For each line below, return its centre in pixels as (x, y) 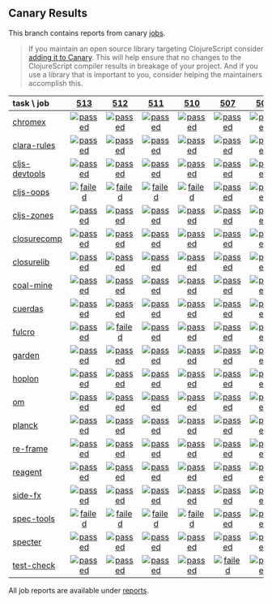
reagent (28, 472)
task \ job (31, 103)
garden (26, 355)
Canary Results (48, 13)
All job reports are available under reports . (79, 590)
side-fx (27, 495)
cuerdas (28, 308)
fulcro (23, 332)
